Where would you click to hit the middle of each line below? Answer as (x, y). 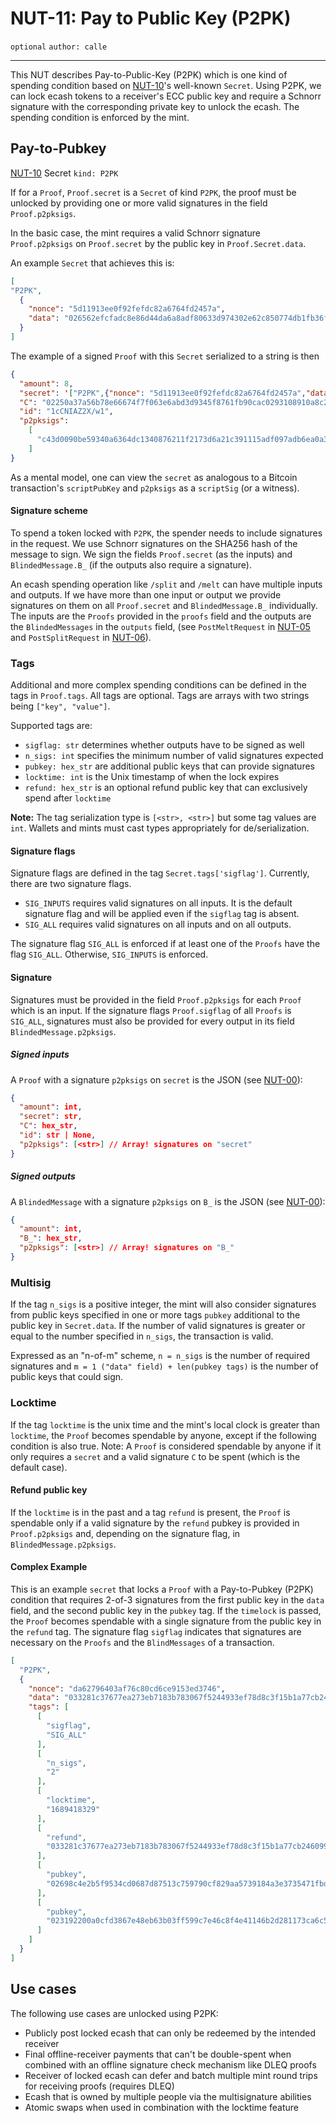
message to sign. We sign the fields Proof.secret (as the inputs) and (151, 554)
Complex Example (49, 1567)
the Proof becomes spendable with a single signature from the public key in (166, 1621)
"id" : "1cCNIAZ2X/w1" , (66, 412)
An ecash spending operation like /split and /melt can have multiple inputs (166, 584)
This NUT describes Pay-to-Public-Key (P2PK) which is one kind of (149, 74)
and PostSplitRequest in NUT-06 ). (81, 637)
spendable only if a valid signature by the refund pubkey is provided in (155, 1523)
